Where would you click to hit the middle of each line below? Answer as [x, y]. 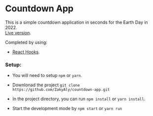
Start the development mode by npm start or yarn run [67, 109]
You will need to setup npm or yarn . [47, 76]
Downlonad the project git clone [46, 85]
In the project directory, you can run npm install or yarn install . [79, 99]
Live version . [18, 33]
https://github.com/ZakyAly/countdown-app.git [61, 90]
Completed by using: [26, 42]
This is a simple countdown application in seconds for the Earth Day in [76, 22]
